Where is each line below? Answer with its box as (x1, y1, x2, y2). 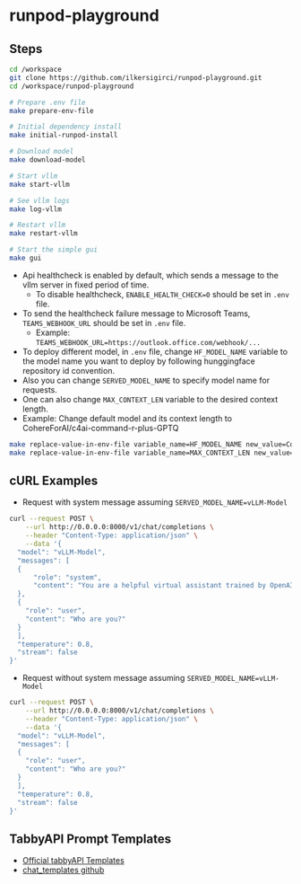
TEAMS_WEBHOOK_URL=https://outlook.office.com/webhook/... (35, 338, 262, 347)
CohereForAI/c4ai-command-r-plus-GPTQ (21, 422, 179, 433)
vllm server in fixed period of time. (21, 279, 150, 290)
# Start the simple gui (9, 245, 99, 254)
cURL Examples (9, 473, 99, 489)
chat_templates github (21, 864, 105, 876)
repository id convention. (21, 365, 115, 376)
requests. (21, 384, 58, 395)
